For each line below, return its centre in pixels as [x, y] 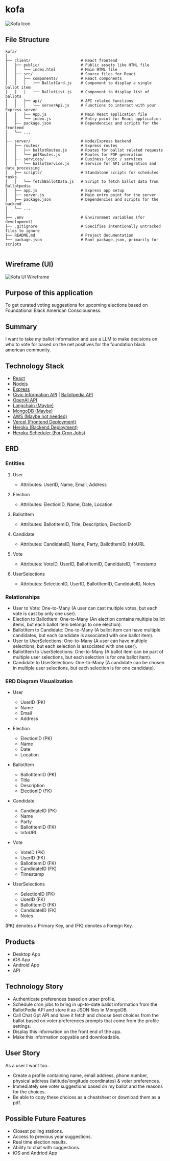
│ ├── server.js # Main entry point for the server [81, 195]
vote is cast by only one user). [44, 614]
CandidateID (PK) [39, 811]
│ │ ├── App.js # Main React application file [76, 114]
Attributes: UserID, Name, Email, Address [64, 484]
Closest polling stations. [38, 1131]
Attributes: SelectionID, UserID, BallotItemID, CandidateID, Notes [88, 584]
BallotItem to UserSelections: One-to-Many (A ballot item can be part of [88, 651]
